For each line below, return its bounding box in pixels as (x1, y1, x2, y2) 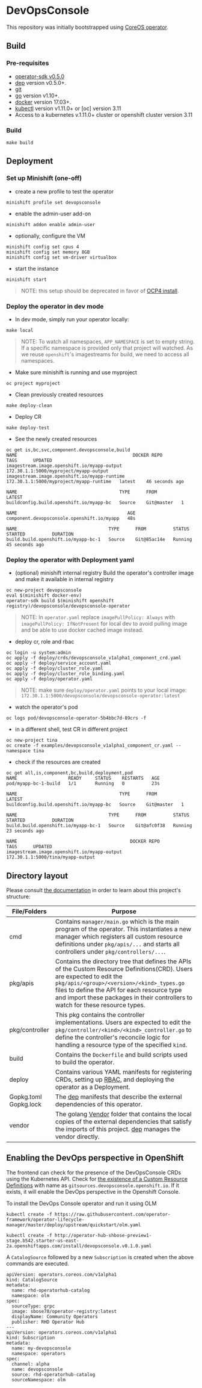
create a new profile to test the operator (14, 188, 114, 195)
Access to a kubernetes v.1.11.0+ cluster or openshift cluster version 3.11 (14, 111, 193, 118)
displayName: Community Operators (11, 1313, 98, 1319)
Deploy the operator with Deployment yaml (6, 555, 134, 564)
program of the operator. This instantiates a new (55, 925, 191, 933)
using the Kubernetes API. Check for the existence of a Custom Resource (6, 1175, 188, 1182)
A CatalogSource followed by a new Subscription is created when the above (6, 1253, 194, 1260)
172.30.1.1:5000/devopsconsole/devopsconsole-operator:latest (20, 693, 180, 699)
